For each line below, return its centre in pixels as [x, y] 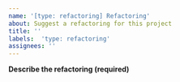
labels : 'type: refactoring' [60, 39]
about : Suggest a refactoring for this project [90, 24]
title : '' [25, 31]
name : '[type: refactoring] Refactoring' [79, 16]
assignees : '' [32, 46]
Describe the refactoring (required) [69, 69]
